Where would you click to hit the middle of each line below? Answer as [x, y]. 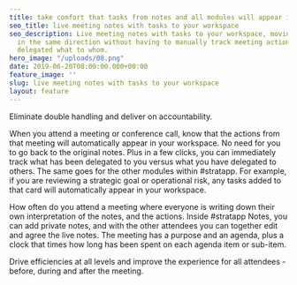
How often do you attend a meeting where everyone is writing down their [142, 206]
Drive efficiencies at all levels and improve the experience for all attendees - [148, 261]
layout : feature [39, 91]
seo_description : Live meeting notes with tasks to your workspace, [138, 34]
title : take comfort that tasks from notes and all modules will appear [146, 17]
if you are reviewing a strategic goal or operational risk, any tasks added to [145, 180]
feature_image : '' [43, 75]
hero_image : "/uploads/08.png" [67, 58]
